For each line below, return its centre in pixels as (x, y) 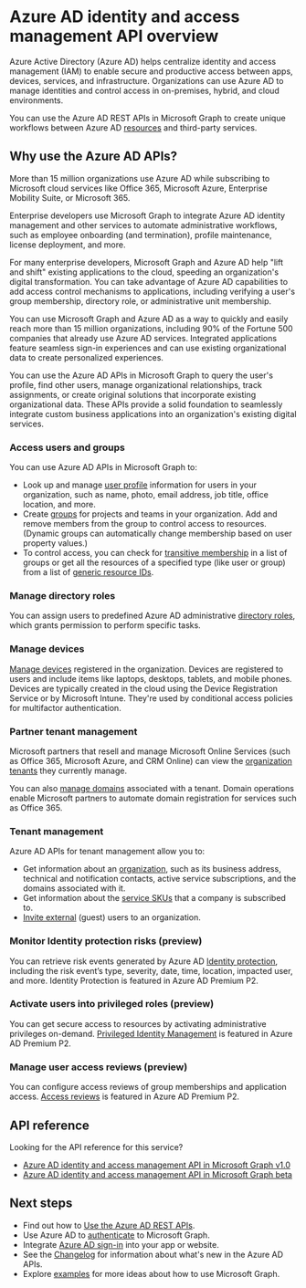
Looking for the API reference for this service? (96, 1147)
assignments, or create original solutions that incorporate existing (133, 394)
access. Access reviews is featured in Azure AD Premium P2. (125, 1096)
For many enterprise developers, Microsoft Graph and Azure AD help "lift (146, 262)
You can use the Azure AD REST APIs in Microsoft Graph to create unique (148, 118)
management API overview (114, 36)
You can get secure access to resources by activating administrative (138, 1023)
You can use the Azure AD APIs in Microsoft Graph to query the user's (142, 375)
